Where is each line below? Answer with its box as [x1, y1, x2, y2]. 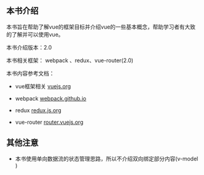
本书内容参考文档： [6, 70, 55, 77]
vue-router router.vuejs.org [15, 118, 83, 126]
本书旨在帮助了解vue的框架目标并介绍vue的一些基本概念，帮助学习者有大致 [6, 23, 196, 30]
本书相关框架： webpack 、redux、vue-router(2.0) [6, 57, 134, 64]
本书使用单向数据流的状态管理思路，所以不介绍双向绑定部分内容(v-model [15, 155, 199, 162]
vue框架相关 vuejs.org [15, 82, 71, 90]
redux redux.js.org [15, 106, 62, 114]
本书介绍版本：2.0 [6, 43, 52, 51]
